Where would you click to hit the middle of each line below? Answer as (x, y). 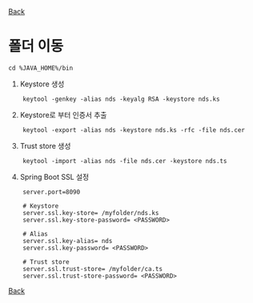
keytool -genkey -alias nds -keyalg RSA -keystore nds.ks (121, 99)
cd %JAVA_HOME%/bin (41, 68)
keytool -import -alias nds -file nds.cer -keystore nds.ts (125, 161)
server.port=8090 (52, 192)
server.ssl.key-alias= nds (68, 241)
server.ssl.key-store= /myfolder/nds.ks (91, 213)
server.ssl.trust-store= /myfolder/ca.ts (92, 269)
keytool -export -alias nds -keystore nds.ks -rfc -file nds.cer (134, 130)
